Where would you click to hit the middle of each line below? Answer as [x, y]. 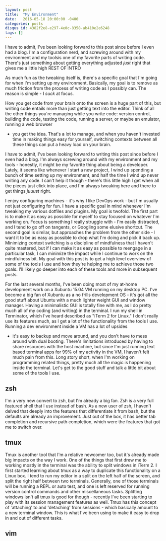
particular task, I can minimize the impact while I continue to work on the [79, 253]
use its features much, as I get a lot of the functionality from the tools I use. [82, 321]
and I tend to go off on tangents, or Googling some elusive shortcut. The [79, 227]
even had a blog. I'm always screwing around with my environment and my [81, 159]
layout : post [19, 10]
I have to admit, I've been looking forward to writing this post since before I [82, 154]
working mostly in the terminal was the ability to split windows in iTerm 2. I [81, 465]
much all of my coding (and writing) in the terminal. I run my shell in [74, 310]
